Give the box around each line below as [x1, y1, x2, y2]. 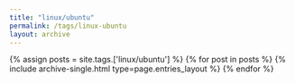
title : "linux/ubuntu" [9, 12, 95, 22]
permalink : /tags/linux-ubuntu [9, 21, 127, 30]
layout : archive [9, 29, 70, 38]
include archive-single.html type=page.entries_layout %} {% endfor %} [9, 63, 274, 74]
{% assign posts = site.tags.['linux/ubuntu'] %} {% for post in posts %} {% [9, 54, 287, 65]
